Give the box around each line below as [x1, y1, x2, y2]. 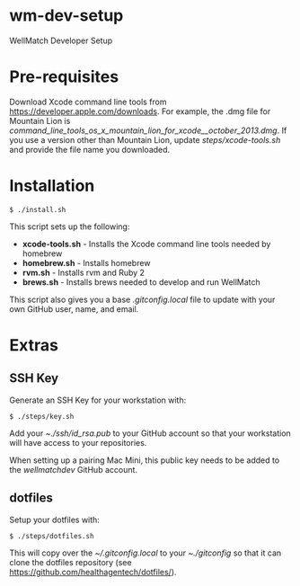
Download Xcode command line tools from [9, 96, 168, 107]
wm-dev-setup [9, 5, 124, 26]
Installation [9, 176, 95, 196]
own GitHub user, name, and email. [9, 303, 139, 315]
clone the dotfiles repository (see [9, 556, 132, 567]
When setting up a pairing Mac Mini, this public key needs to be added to [9, 455, 280, 466]
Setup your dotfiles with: [9, 514, 101, 525]
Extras [9, 335, 58, 355]
